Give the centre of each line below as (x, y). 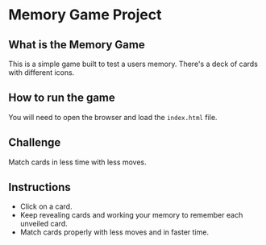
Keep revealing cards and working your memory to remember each (131, 215)
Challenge (35, 143)
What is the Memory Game (77, 45)
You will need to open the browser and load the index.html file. (113, 117)
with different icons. (42, 73)
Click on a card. (46, 206)
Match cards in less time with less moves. (77, 162)
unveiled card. (44, 224)
